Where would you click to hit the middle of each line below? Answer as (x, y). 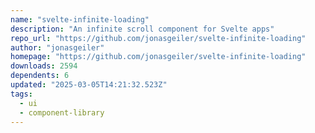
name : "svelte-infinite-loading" (80, 19)
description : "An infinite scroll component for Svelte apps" (142, 29)
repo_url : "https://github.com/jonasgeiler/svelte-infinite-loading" (158, 38)
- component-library (62, 112)
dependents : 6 (40, 76)
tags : (21, 94)
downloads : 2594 (44, 66)
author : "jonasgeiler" (57, 47)
